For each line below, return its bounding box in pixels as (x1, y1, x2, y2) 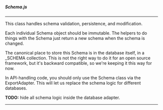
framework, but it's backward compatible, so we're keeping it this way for (5, 60, 152, 66)
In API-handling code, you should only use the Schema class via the (5, 74, 141, 80)
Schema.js (5, 4, 28, 10)
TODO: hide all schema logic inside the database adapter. (5, 94, 120, 100)
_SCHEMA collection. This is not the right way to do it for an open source (5, 55, 151, 61)
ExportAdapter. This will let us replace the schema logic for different (5, 80, 141, 86)
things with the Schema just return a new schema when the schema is (5, 35, 145, 41)
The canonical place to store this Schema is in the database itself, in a (5, 50, 145, 55)
